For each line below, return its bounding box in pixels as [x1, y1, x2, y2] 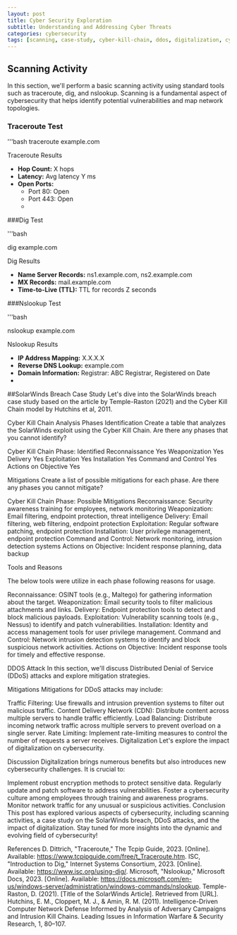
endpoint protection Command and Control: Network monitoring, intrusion [7, 534, 222, 543]
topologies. [7, 104, 40, 112]
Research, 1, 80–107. [7, 919, 66, 928]
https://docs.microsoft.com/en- [100, 875, 193, 884]
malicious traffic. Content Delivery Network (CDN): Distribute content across [7, 707, 229, 715]
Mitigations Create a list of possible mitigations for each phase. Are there [7, 476, 219, 484]
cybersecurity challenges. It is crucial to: [7, 765, 126, 774]
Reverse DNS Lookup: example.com [17, 361, 124, 370]
